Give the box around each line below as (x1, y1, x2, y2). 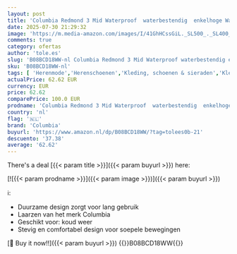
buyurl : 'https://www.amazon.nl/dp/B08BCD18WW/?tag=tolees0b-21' (7, 128, 203, 135)
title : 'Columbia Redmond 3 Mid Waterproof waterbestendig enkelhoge (7, 17, 222, 24)
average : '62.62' (7, 142, 59, 149)
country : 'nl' (7, 109, 49, 116)
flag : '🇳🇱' (7, 115, 42, 122)
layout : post (7, 10, 46, 18)
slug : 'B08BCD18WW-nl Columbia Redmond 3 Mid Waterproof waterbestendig (7, 56, 226, 64)
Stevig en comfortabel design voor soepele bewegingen (17, 225, 181, 234)
